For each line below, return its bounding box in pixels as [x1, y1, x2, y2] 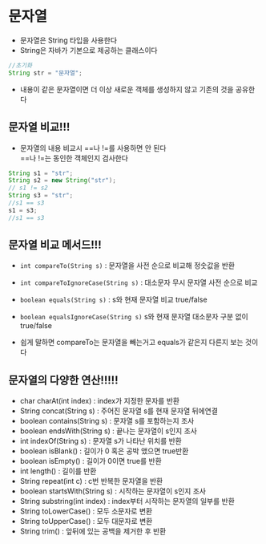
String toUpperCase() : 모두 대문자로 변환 [19, 517, 153, 526]
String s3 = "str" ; [8, 192, 74, 200]
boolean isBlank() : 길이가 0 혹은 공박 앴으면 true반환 [19, 446, 189, 456]
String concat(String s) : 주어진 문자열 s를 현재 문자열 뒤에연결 [19, 406, 219, 416]
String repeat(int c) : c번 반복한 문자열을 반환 [19, 477, 163, 486]
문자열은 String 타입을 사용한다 [19, 35, 118, 45]
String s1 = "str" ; [8, 169, 74, 177]
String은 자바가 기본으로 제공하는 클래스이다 [19, 45, 158, 55]
